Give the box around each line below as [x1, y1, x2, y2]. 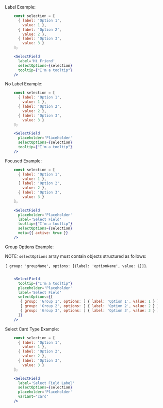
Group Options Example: [5, 244, 54, 250]
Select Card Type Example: [5, 326, 59, 332]
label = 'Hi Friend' [17, 58, 55, 63]
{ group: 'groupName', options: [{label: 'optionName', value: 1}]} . [5, 263, 148, 269]
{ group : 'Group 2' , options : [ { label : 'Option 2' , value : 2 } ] [20, 304, 160, 309]
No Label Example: [5, 81, 43, 87]
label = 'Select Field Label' [17, 380, 75, 386]
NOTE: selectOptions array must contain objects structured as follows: [5, 253, 147, 259]
